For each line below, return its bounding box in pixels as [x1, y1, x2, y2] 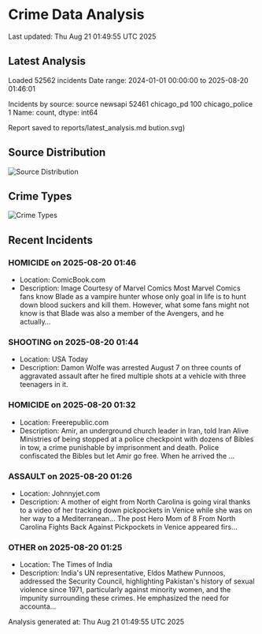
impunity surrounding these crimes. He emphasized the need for [19, 594, 230, 603]
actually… [19, 317, 51, 327]
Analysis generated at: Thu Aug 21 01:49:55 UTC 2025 [8, 617, 185, 627]
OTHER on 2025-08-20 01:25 [8, 542, 123, 553]
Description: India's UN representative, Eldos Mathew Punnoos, [19, 568, 226, 578]
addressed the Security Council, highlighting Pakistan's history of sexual [19, 576, 255, 586]
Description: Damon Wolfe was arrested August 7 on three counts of [19, 363, 242, 373]
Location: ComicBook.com [19, 275, 106, 285]
